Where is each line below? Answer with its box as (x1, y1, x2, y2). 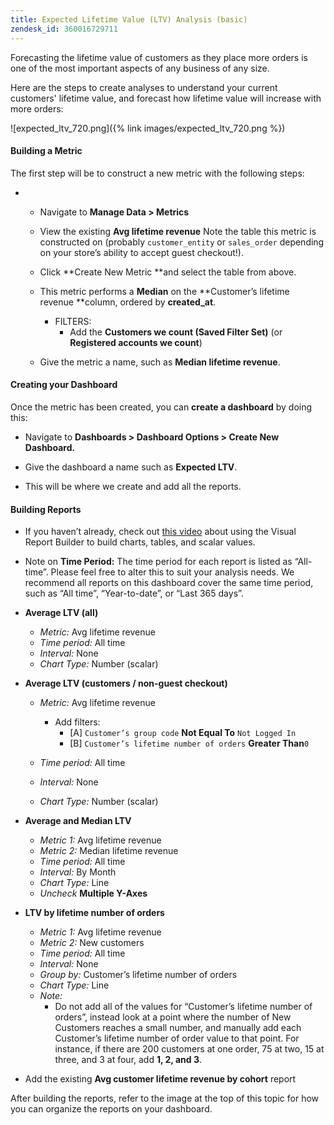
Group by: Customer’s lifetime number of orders (39, 969, 238, 981)
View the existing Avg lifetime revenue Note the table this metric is (39, 225, 317, 237)
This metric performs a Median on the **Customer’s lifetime (39, 285, 290, 297)
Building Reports (10, 503, 82, 515)
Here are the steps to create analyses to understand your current (10, 81, 278, 93)
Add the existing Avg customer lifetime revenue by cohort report (24, 1073, 297, 1085)
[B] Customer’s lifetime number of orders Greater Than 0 (69, 737, 310, 750)
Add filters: (54, 716, 101, 728)
